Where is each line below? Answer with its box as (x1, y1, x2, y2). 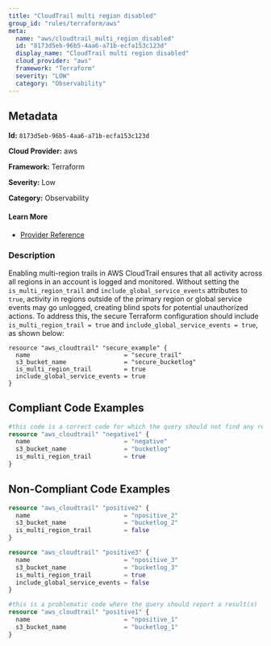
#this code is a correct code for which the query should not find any (8, 422, 254, 430)
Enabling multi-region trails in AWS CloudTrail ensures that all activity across (8, 268, 263, 278)
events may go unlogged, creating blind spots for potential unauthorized (8, 302, 248, 312)
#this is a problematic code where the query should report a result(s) (8, 601, 258, 609)
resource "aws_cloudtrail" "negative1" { (8, 430, 150, 438)
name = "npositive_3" (15, 556, 179, 564)
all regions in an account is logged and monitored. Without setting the (8, 276, 240, 287)
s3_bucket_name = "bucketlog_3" (15, 563, 179, 572)
